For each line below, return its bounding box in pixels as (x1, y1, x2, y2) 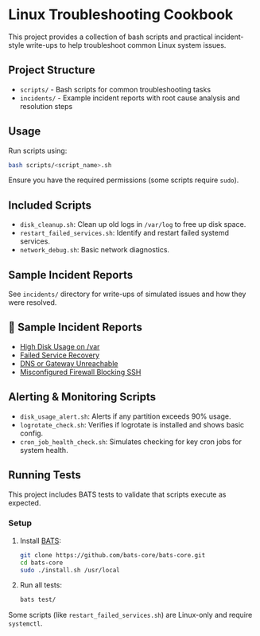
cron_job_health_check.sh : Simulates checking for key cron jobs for (19, 436, 243, 447)
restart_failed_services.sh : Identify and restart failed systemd (19, 228, 229, 238)
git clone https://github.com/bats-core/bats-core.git (19, 551, 206, 559)
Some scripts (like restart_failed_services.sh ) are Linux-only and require (8, 611, 253, 620)
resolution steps (19, 101, 73, 111)
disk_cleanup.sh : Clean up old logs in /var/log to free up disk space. (19, 220, 246, 229)
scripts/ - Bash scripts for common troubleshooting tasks (19, 84, 211, 94)
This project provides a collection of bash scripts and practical (8, 32, 213, 41)
